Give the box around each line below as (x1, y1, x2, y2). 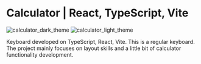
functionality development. (6, 51, 74, 58)
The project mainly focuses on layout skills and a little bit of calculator (6, 44, 182, 52)
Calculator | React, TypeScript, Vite (6, 6, 189, 20)
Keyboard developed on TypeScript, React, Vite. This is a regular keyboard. (6, 38, 195, 45)
